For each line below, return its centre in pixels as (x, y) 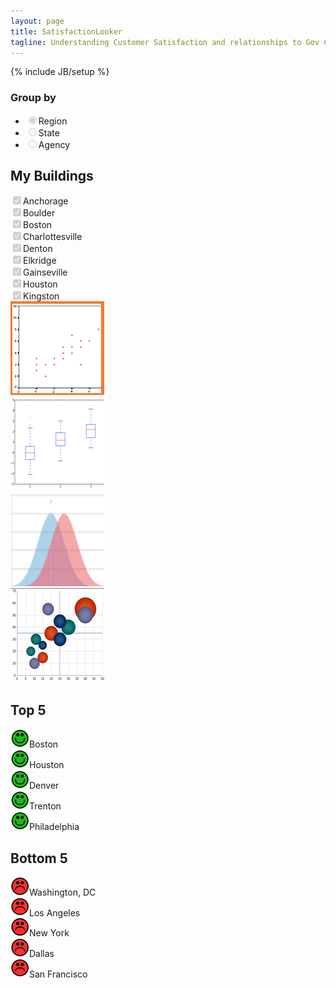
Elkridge (40, 261)
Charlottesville (53, 237)
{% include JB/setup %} (60, 72)
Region (53, 121)
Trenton (45, 806)
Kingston (41, 296)
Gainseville (45, 272)
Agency (54, 144)
